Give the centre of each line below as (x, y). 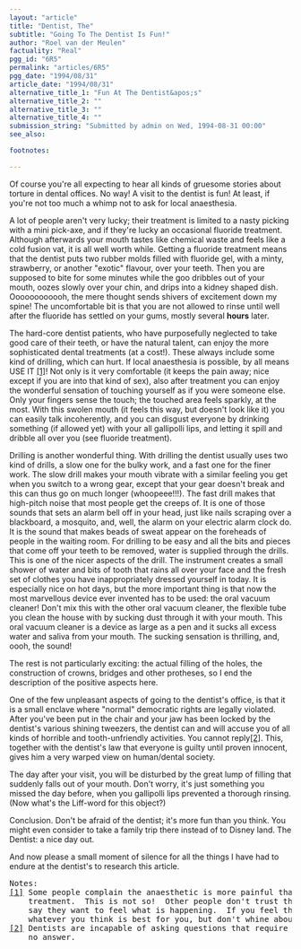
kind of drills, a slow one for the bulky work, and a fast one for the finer (140, 465)
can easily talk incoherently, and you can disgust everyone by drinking (139, 419)
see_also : (28, 135)
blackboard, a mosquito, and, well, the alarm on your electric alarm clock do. (150, 522)
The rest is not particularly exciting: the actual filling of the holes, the (136, 663)
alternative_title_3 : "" (56, 109)
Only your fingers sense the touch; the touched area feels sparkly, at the (143, 399)
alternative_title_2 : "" (56, 101)
